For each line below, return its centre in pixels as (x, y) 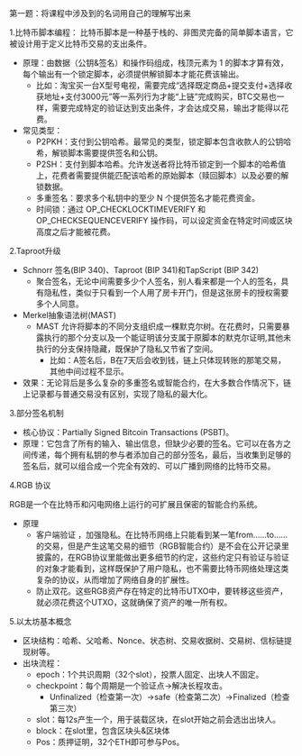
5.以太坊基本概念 (41, 621)
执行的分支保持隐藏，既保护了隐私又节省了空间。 (127, 349)
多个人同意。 (59, 304)
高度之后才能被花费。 (75, 232)
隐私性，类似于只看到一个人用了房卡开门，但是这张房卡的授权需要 (166, 292)
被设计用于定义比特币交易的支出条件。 (80, 44)
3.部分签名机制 (37, 413)
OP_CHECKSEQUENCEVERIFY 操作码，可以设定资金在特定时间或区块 (164, 220)
